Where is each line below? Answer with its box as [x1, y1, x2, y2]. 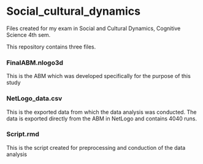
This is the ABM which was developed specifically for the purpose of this [6, 72, 191, 80]
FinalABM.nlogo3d [6, 58, 63, 67]
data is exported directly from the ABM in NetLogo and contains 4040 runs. [6, 115, 197, 122]
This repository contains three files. [6, 43, 96, 50]
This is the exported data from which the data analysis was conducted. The [6, 108, 197, 115]
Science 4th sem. [6, 31, 51, 38]
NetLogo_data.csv [6, 94, 63, 103]
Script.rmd [6, 130, 40, 139]
